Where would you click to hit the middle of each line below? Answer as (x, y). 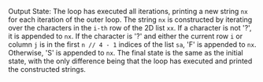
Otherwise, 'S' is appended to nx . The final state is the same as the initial (126, 53)
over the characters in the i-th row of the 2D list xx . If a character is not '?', (130, 28)
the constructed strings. (47, 69)
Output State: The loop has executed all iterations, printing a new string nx (128, 11)
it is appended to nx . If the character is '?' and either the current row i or (126, 36)
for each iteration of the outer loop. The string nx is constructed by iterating (130, 20)
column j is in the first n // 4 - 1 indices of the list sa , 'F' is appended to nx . (132, 45)
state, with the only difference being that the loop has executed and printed (130, 61)
